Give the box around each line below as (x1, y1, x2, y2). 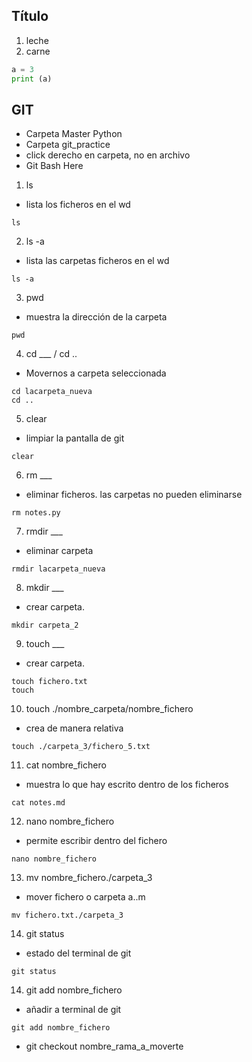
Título (11, 8, 49, 25)
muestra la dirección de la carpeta (25, 311, 168, 323)
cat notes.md (11, 798, 66, 808)
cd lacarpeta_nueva (11, 387, 93, 397)
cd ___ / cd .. (25, 348, 78, 360)
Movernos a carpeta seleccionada (25, 367, 167, 379)
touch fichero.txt (11, 677, 88, 687)
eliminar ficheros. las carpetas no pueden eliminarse (25, 489, 243, 501)
